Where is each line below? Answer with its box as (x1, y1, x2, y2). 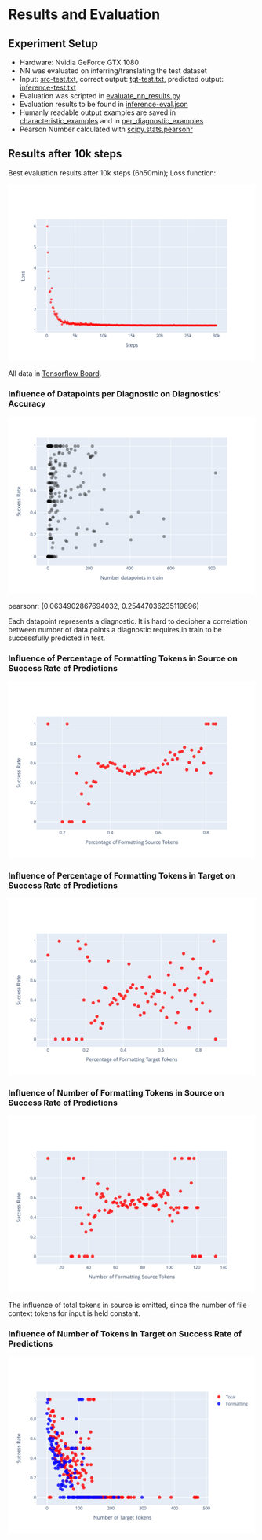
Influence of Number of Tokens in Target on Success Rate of (8, 1328, 242, 1339)
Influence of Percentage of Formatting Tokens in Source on (8, 653, 238, 664)
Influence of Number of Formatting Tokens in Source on (8, 1087, 225, 1098)
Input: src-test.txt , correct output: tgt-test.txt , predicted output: (19, 75, 224, 83)
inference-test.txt (19, 83, 77, 92)
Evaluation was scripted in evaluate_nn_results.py (19, 91, 180, 100)
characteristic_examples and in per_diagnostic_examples (19, 116, 204, 125)
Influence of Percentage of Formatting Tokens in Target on (8, 870, 235, 881)
